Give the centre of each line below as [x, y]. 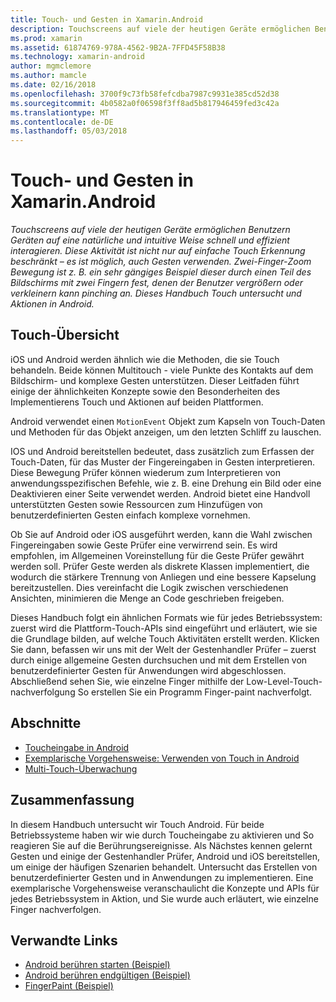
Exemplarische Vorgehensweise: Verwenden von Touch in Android [162, 758]
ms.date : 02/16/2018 [53, 85]
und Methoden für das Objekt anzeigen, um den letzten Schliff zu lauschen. [166, 432]
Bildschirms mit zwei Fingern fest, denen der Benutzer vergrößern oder [156, 283]
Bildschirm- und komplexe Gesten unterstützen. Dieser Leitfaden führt [155, 380]
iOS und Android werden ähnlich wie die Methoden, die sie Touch [145, 359]
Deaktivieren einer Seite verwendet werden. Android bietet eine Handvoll [160, 493]
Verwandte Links [64, 940]
